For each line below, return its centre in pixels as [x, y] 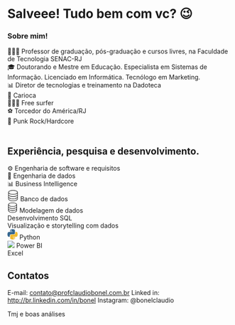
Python [29, 238]
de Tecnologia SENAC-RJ [45, 59]
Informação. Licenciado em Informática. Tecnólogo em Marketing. [104, 78]
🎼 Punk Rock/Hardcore [41, 121]
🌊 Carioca [22, 95]
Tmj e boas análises [36, 314]
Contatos [28, 276]
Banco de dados [44, 199]
